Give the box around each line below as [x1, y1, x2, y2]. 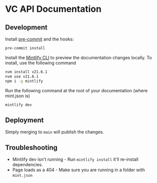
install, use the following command [5, 60, 76, 66]
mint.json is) [5, 93, 30, 99]
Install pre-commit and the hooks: [5, 36, 74, 42]
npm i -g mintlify [5, 78, 43, 83]
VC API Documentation [5, 3, 102, 15]
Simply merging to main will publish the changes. [5, 129, 104, 135]
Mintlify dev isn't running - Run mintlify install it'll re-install [12, 156, 139, 162]
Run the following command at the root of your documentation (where [5, 87, 148, 93]
